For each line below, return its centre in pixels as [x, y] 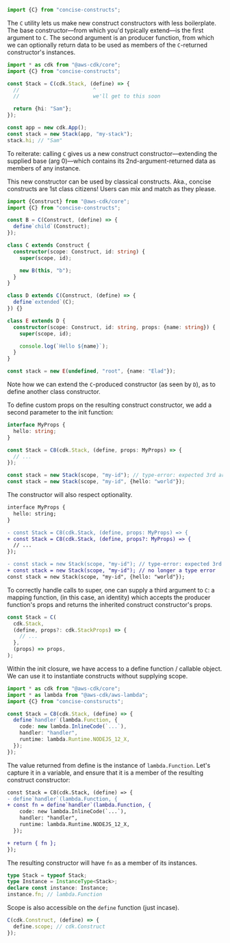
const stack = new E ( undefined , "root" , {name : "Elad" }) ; [91, 371]
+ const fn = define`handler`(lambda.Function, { [79, 805]
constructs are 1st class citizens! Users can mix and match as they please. [112, 188]
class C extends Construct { [49, 245]
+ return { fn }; [32, 843]
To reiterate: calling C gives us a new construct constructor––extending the [112, 153]
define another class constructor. [54, 391]
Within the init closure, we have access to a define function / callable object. [115, 668]
